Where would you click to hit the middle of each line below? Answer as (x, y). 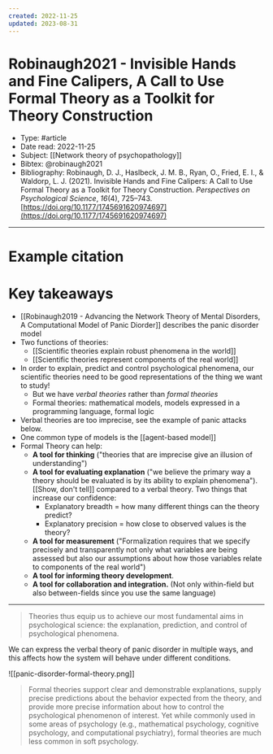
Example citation (66, 256)
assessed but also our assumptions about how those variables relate (147, 558)
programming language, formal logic (93, 411)
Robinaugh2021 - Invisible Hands (123, 64)
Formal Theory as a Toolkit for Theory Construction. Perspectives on (135, 190)
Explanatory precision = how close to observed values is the (145, 523)
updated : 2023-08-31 (43, 24)
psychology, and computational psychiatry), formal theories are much (145, 732)
